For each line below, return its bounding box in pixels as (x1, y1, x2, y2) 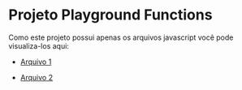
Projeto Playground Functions (8, 6, 213, 24)
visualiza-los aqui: (8, 41, 69, 50)
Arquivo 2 (19, 72, 54, 82)
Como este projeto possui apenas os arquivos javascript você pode (8, 32, 234, 42)
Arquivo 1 (19, 57, 52, 66)
